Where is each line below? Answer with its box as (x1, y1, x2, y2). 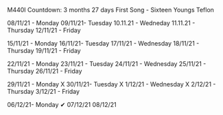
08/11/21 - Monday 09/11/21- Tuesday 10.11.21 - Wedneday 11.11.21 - (7, 19, 196, 27)
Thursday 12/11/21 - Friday (7, 27, 81, 34)
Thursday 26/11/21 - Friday (7, 67, 82, 75)
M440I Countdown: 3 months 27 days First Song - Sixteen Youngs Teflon (7, 6, 215, 14)
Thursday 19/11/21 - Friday (7, 47, 81, 54)
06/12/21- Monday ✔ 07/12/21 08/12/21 (7, 101, 117, 108)
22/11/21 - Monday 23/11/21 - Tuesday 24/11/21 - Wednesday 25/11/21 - (7, 60, 207, 67)
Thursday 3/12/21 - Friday (7, 88, 80, 95)
